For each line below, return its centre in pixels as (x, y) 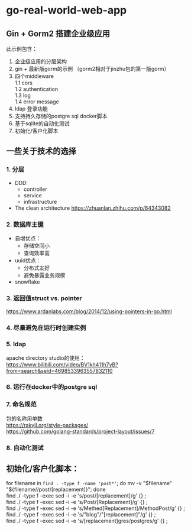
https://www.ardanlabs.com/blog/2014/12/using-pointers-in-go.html (89, 311)
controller (35, 189)
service (33, 195)
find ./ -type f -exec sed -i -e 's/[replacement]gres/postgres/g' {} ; (87, 521)
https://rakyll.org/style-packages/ (47, 425)
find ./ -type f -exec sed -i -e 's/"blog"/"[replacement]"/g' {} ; (81, 515)
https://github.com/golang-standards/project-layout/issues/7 (80, 431)
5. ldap (16, 344)
